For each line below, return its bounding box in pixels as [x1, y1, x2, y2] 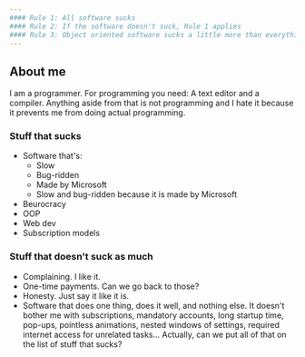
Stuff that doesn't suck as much [9, 251, 153, 263]
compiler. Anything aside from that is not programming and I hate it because [9, 97, 294, 109]
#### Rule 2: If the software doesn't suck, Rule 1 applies [9, 22, 242, 31]
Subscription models [22, 228, 101, 239]
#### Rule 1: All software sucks [9, 13, 136, 23]
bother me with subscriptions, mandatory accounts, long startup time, [22, 310, 284, 321]
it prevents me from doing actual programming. [9, 107, 186, 118]
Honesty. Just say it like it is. [22, 290, 130, 301]
